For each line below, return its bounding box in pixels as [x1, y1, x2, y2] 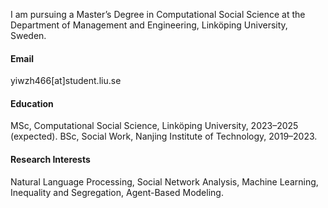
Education [10, 97, 54, 109]
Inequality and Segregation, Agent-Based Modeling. [10, 186, 224, 198]
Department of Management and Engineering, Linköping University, [10, 19, 288, 31]
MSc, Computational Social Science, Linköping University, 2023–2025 [10, 120, 299, 132]
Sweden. [10, 30, 47, 41]
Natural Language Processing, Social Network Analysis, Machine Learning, [10, 175, 319, 188]
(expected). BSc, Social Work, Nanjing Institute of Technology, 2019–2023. [10, 130, 318, 143]
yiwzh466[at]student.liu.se [10, 75, 122, 87]
